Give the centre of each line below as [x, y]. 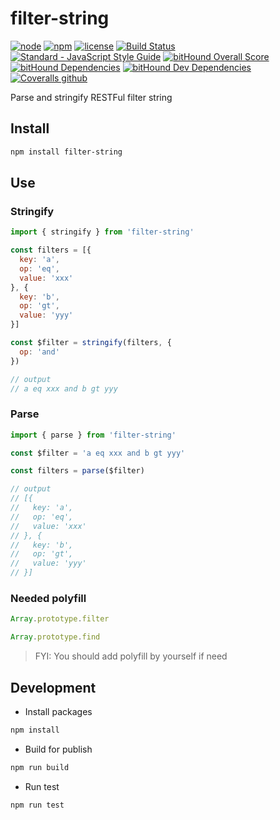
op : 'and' [39, 352]
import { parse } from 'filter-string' [93, 435]
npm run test [37, 805]
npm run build [40, 767]
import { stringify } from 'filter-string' [102, 232]
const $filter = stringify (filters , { [91, 343]
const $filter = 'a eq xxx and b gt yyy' [98, 453]
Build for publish [58, 749]
